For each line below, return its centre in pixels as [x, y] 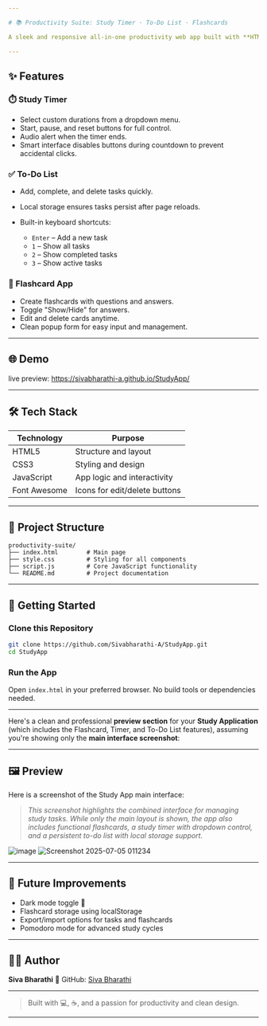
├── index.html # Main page [67, 553]
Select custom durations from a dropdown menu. [100, 119]
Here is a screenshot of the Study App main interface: [96, 794]
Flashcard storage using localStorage [81, 911]
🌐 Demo [29, 359]
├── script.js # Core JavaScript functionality [103, 566]
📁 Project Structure [56, 527]
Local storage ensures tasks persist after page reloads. [110, 207]
